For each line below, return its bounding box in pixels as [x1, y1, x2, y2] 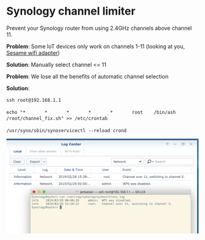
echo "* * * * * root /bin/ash [6, 109, 176, 115]
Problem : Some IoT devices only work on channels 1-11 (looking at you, [6, 43, 185, 50]
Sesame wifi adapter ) [6, 49, 60, 56]
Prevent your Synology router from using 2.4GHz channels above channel [6, 24, 192, 32]
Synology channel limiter [6, 4, 136, 18]
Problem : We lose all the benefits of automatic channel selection [6, 72, 169, 80]
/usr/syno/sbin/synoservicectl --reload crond [6, 127, 127, 133]
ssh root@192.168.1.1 [6, 97, 62, 103]
